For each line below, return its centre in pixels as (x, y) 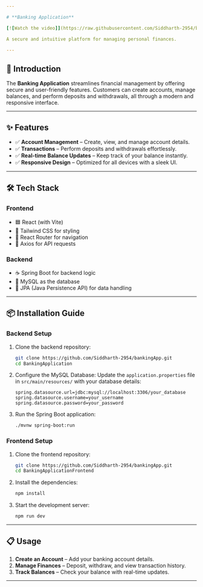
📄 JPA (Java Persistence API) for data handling (73, 287)
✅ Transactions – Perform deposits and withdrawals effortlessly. (96, 149)
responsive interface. (33, 103)
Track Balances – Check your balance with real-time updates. (92, 572)
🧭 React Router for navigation (52, 237)
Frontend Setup (30, 441)
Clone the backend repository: (53, 347)
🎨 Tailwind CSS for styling (47, 231)
